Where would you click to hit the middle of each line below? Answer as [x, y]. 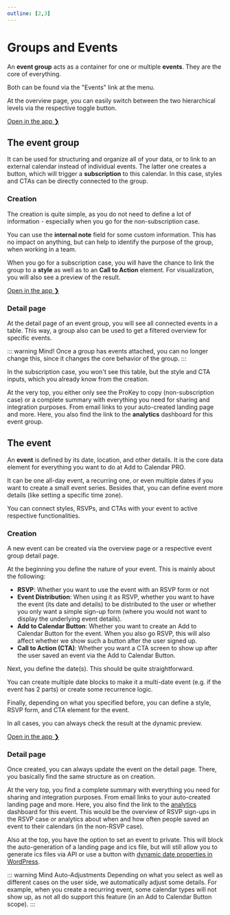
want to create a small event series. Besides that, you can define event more [115, 487]
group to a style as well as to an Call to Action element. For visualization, [111, 269]
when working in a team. [42, 249]
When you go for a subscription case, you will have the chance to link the [111, 263]
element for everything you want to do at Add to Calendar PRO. [96, 467]
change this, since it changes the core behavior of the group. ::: [97, 358]
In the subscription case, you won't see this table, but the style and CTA [109, 371]
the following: [26, 576]
